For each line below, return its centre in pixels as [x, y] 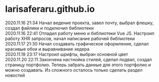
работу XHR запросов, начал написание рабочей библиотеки [70, 39]
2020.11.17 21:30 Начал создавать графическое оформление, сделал [77, 43]
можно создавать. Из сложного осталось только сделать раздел [74, 70]
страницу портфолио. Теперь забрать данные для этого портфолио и [78, 65]
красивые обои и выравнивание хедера [47, 49]
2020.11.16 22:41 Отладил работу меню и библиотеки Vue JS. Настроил [80, 33]
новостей [15, 75]
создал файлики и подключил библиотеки [49, 28]
